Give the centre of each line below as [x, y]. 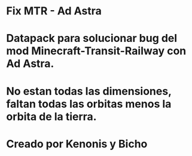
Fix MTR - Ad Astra [54, 11]
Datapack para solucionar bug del [92, 39]
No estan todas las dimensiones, [89, 91]
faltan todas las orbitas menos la [89, 104]
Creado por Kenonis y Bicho [77, 144]
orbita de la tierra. [51, 116]
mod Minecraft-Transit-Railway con [96, 51]
